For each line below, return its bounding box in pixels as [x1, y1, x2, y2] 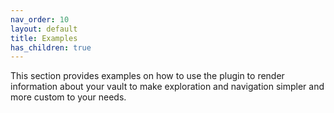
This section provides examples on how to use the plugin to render [10, 70, 285, 82]
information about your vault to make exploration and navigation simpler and [10, 81, 325, 93]
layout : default [10, 24, 78, 34]
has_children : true [10, 42, 92, 53]
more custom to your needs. [10, 91, 127, 103]
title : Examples [10, 33, 78, 43]
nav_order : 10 [10, 14, 70, 25]
